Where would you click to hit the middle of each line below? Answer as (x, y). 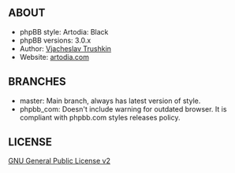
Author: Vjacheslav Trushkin (65, 48)
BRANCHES (37, 82)
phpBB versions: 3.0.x (55, 40)
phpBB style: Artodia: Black (64, 31)
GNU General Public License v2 (59, 161)
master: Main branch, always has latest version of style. (110, 101)
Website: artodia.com (54, 57)
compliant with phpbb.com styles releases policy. (100, 117)
